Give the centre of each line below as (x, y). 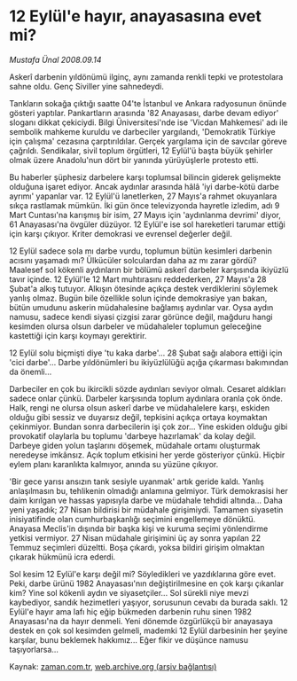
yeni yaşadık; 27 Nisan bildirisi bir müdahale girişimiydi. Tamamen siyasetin (146, 509)
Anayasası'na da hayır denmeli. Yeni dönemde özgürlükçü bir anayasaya (141, 621)
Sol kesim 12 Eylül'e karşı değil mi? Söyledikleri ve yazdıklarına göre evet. (143, 574)
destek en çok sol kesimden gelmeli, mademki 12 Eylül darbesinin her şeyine (148, 630)
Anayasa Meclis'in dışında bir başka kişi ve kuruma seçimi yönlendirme (139, 528)
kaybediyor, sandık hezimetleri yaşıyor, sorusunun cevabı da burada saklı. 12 (148, 602)
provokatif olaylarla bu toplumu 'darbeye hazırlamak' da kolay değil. (133, 435)
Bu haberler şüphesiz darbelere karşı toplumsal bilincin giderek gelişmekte (145, 177)
